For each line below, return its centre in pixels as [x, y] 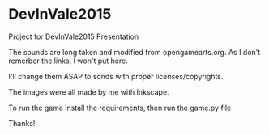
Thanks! [22, 123]
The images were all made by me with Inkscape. [89, 92]
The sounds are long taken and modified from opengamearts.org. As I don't [134, 52]
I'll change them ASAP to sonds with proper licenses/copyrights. [116, 76]
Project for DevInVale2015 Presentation [74, 36]
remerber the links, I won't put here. [68, 61]
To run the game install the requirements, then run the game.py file [120, 108]
